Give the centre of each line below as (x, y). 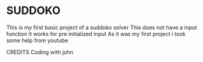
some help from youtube (37, 40)
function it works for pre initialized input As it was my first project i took (96, 33)
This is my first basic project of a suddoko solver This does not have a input (102, 27)
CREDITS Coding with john (40, 52)
